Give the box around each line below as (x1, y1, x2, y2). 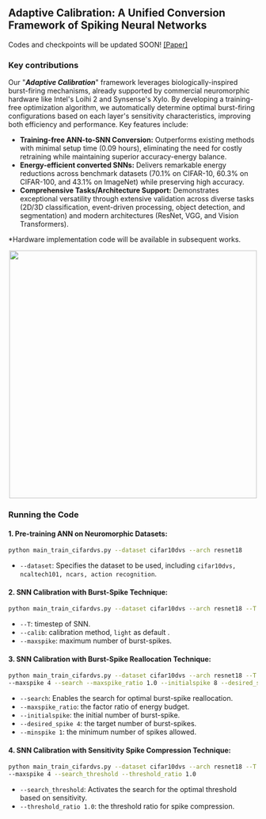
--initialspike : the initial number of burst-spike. (19, 710, 180, 720)
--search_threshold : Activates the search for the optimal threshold (19, 785, 237, 794)
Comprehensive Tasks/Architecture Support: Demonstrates (19, 186, 219, 195)
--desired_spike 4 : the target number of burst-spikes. (19, 719, 197, 729)
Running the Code (8, 509, 79, 520)
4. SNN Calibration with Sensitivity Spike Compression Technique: (8, 745, 231, 755)
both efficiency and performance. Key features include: (8, 120, 188, 129)
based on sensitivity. (19, 793, 88, 803)
